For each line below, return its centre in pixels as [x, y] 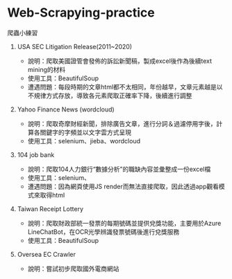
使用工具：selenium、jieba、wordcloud [84, 141]
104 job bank [36, 154]
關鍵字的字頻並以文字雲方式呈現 [86, 132]
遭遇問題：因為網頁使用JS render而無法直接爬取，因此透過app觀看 [123, 186]
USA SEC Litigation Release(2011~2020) [75, 46]
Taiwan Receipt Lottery [50, 208]
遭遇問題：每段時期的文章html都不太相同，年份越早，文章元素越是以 [125, 87]
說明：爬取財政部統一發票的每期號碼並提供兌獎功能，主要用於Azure [124, 223]
